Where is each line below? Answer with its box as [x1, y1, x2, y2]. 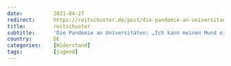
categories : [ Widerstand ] [7, 42, 91, 49]
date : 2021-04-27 [7, 10, 85, 17]
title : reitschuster [7, 23, 91, 30]
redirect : [7, 16, 36, 23]
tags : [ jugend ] [7, 49, 78, 56]
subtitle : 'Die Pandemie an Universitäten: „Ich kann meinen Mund [7, 29, 217, 36]
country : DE [7, 36, 60, 43]
